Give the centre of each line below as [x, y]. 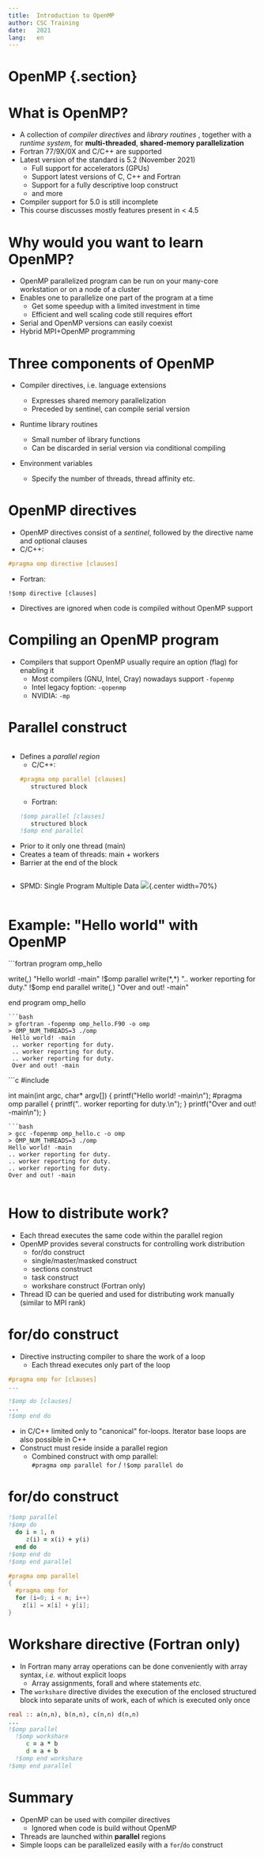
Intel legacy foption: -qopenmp [79, 687]
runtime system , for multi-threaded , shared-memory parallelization [132, 143]
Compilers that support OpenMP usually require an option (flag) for [129, 662]
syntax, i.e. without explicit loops [73, 1674]
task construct [55, 1277]
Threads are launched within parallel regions [92, 1836]
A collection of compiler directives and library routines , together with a [135, 134]
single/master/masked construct [84, 1261]
